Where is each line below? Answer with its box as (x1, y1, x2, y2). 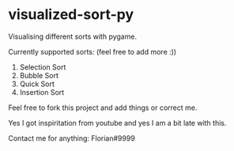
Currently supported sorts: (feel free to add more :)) (8, 47, 176, 56)
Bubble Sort (19, 70, 59, 80)
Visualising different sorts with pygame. (8, 32, 137, 41)
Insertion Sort (19, 87, 65, 96)
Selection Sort (19, 62, 66, 72)
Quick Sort (19, 79, 55, 89)
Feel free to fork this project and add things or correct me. (8, 103, 198, 112)
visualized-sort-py (8, 6, 134, 24)
